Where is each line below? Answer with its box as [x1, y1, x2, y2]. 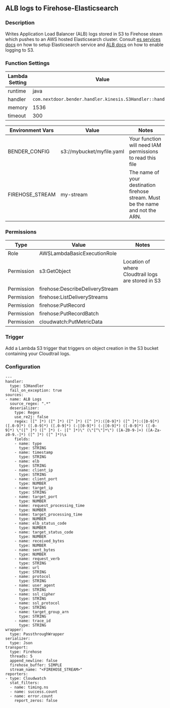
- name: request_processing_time [14, 503, 85, 508]
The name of [129, 169, 159, 176]
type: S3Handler [10, 383, 44, 388]
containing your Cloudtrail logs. [5, 350, 71, 357]
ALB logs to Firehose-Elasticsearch [5, 4, 119, 13]
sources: [5, 392, 24, 397]
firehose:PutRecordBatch [39, 310, 99, 317]
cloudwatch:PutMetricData [39, 319, 103, 326]
